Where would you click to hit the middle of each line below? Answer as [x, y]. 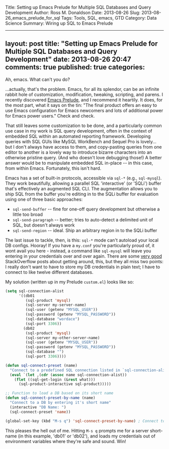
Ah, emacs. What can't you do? [38, 79]
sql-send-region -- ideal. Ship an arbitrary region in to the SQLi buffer [85, 230]
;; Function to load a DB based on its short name [59, 393]
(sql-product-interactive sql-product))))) [65, 384]
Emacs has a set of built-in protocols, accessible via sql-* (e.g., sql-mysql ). [83, 178]
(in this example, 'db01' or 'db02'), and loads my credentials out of [87, 436]
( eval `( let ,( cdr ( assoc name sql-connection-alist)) [68, 375]
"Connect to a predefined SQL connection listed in [65, 370]
